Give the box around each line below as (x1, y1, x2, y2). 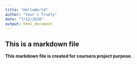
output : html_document (5, 21, 53, 26)
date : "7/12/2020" (5, 16, 44, 21)
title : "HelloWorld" (5, 7, 49, 12)
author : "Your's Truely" (5, 12, 57, 17)
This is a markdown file (5, 39, 79, 48)
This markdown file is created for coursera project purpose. (5, 53, 132, 59)
